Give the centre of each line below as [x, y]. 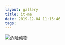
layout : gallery [22, 10]
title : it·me [18, 14]
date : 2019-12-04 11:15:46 [33, 19]
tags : [11, 23]
